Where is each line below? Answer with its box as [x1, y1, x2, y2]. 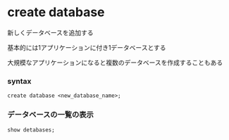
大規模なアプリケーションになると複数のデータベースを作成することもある [7, 58, 223, 67]
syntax [7, 76, 32, 86]
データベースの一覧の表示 [7, 110, 94, 120]
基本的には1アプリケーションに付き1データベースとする [7, 43, 166, 51]
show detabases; [7, 126, 55, 134]
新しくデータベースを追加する [7, 28, 94, 37]
